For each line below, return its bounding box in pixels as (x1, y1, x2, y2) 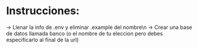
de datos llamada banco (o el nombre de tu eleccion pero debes (6, 30, 164, 37)
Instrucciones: (6, 4, 80, 18)
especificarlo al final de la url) (6, 36, 79, 43)
